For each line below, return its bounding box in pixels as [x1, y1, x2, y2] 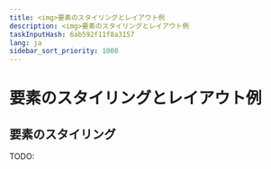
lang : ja [9, 38, 42, 48]
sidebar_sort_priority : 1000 [9, 47, 119, 56]
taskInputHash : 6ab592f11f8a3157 [9, 30, 135, 39]
